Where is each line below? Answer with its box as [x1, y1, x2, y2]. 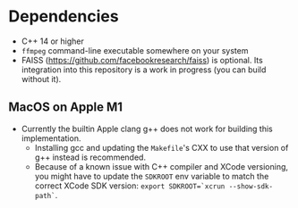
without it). [21, 73, 62, 84]
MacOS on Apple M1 [8, 100, 123, 115]
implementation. [21, 132, 81, 144]
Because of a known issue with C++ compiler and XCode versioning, [34, 161, 288, 171]
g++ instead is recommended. [34, 152, 147, 162]
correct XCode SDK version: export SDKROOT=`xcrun [34, 180, 226, 191]
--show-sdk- [228, 181, 274, 191]
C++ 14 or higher [21, 36, 84, 46]
